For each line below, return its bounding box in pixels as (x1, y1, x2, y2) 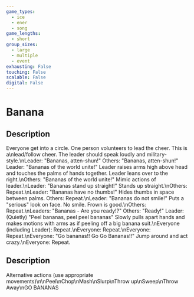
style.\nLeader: (6, 157, 43, 164)
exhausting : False (6, 63, 51, 70)
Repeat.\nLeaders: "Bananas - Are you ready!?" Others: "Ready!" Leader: (6, 207, 184, 214)
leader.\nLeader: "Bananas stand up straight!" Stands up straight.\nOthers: (6, 182, 188, 189)
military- (146, 151, 167, 158)
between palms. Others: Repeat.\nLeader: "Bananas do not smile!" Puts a (6, 195, 185, 201)
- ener (11, 19, 28, 25)
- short (11, 36, 31, 42)
